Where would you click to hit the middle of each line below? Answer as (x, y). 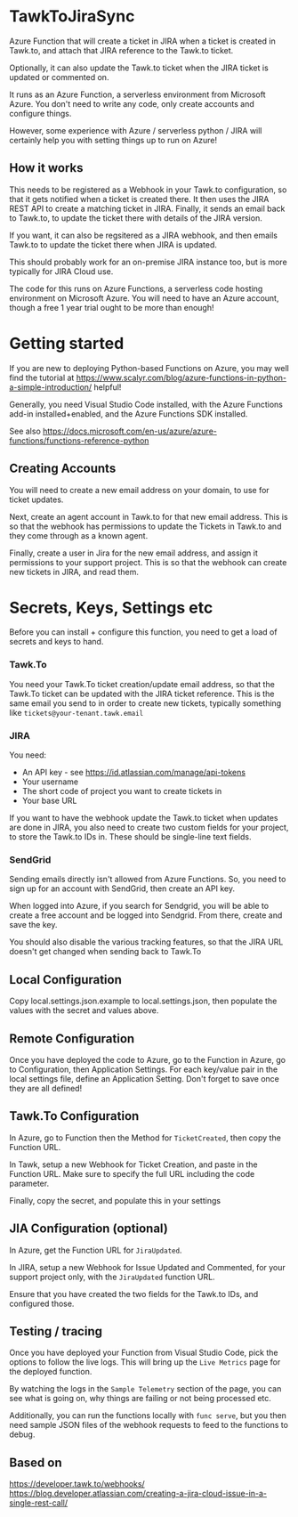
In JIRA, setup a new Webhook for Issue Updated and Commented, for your (148, 1267)
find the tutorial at (42, 377)
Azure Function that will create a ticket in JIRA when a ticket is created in (142, 41)
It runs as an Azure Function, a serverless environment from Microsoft (137, 94)
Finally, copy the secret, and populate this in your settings (115, 1200)
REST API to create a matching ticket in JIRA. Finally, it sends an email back (147, 208)
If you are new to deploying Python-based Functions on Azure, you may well (149, 368)
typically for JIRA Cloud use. (61, 271)
